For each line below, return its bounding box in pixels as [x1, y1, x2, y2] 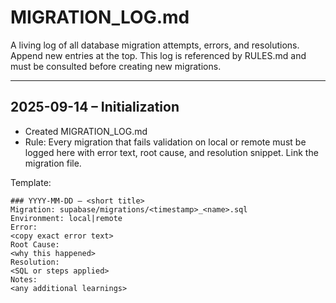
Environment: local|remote [10, 213, 123, 223]
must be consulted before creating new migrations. [10, 60, 222, 72]
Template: [10, 176, 52, 188]
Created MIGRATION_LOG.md [24, 125, 148, 137]
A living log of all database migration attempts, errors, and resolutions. [10, 39, 300, 51]
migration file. [24, 157, 82, 169]
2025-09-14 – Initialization [10, 99, 180, 116]
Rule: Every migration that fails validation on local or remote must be [24, 136, 307, 148]
